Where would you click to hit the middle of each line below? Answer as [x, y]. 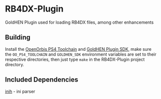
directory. [15, 64]
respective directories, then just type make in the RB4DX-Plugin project [75, 59]
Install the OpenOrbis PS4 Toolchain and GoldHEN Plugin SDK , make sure [78, 49]
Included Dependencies [42, 80]
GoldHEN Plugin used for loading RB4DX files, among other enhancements [79, 22]
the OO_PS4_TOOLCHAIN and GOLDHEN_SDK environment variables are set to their [81, 54]
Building [18, 37]
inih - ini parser [20, 91]
